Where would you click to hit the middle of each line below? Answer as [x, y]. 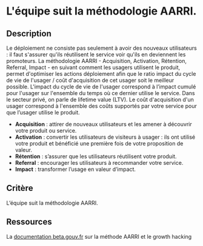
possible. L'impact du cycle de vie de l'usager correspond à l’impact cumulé [101, 87]
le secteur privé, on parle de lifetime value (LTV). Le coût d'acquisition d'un [100, 99]
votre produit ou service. [46, 131]
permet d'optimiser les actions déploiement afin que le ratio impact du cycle [101, 74]
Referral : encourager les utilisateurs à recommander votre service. [99, 163]
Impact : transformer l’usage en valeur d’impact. [75, 169]
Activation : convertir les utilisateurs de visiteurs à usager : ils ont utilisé [105, 137]
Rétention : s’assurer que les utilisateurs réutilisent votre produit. [96, 156]
